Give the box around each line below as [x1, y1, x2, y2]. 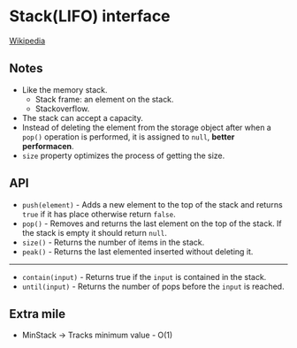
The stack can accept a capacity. [21, 112, 143, 123]
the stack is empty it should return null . [21, 227, 168, 238]
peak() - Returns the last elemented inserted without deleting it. [21, 246, 254, 257]
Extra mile [9, 306, 66, 322]
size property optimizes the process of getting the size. [21, 150, 225, 161]
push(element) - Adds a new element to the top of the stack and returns [21, 199, 283, 209]
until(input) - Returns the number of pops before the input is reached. [21, 281, 285, 291]
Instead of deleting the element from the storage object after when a [21, 122, 271, 132]
